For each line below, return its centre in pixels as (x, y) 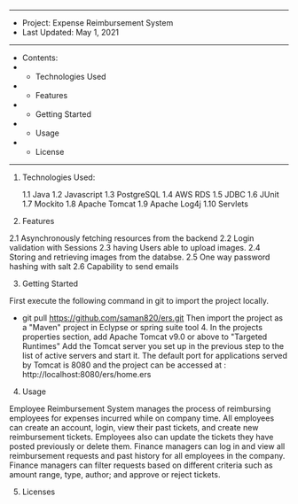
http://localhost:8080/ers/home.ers (86, 374)
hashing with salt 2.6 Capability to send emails (94, 266)
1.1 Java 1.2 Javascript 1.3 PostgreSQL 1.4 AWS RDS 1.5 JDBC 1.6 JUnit (150, 194)
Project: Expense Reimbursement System (98, 23)
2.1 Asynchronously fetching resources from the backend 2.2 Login (132, 238)
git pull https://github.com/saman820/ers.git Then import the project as (153, 318)
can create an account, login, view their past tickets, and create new (134, 427)
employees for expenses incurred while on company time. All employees (142, 418)
